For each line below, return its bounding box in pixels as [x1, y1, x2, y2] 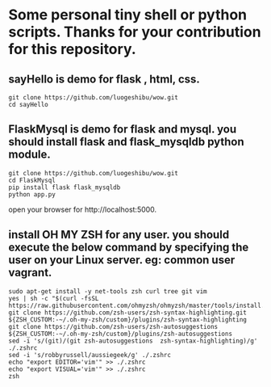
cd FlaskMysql [8, 176, 56, 184]
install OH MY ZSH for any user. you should [8, 228, 230, 242]
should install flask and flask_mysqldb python [8, 135, 244, 149]
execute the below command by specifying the [8, 241, 249, 254]
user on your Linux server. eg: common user [8, 253, 236, 267]
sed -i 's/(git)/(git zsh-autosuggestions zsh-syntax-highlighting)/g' [8, 337, 258, 345]
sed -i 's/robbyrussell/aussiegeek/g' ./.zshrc [8, 351, 172, 359]
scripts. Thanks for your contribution [8, 23, 261, 41]
